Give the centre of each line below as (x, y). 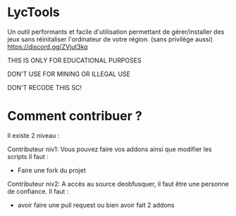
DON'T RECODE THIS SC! (45, 87)
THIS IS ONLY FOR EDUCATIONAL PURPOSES (75, 60)
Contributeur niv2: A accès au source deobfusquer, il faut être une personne (118, 184)
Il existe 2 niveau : (33, 135)
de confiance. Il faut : (38, 191)
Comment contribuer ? (75, 116)
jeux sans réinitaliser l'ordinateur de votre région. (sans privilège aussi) (110, 39)
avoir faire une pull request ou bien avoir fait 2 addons (96, 205)
